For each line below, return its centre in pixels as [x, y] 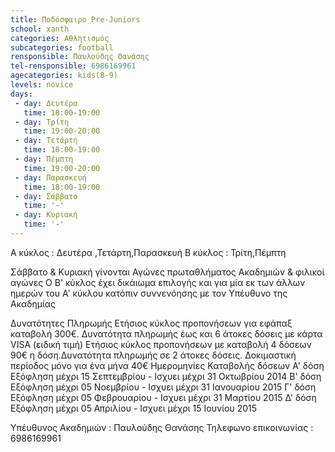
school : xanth [40, 29]
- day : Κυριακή [46, 215]
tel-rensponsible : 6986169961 [73, 66]
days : [21, 94]
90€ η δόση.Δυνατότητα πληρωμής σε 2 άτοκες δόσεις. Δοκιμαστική [153, 355]
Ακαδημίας [33, 303]
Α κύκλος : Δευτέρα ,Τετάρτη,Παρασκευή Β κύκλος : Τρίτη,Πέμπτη [148, 252]
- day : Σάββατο [46, 196]
